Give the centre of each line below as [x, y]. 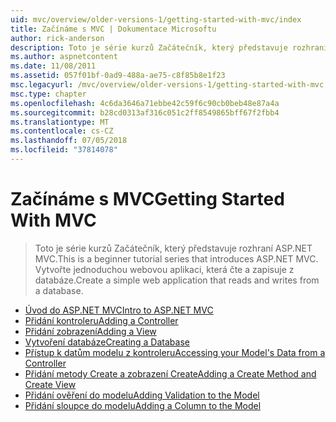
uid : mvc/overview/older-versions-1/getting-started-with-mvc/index [156, 19]
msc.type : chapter [48, 94]
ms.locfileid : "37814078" [64, 150]
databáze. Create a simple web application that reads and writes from [177, 280]
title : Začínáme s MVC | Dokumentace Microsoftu [113, 29]
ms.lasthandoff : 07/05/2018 [69, 141]
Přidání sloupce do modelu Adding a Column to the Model [143, 405]
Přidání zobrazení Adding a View [90, 331]
